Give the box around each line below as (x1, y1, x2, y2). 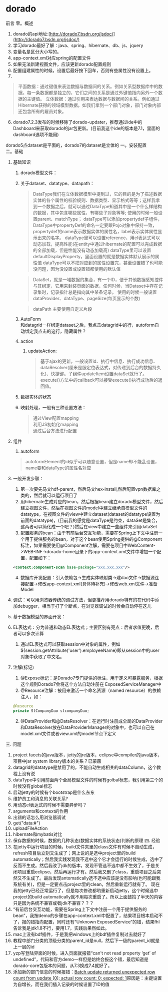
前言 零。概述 (5, 20, 33, 26)
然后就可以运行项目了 (33, 492, 78, 498)
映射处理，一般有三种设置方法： (20, 404, 86, 410)
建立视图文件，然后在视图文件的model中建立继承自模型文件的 (20, 505, 147, 511)
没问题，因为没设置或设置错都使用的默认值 (32, 266, 121, 272)
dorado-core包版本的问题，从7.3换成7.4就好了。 (12, 962, 112, 968)
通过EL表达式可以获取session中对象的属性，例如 (20, 641, 120, 647)
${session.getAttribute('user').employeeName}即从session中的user (20, 647, 159, 653)
